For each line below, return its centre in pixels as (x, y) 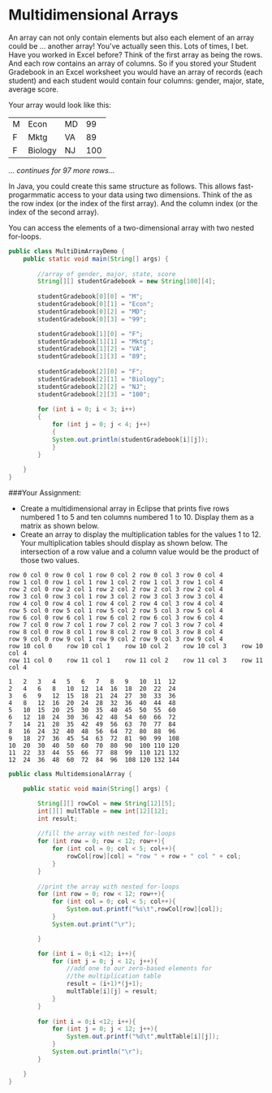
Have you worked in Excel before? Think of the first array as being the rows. (136, 54)
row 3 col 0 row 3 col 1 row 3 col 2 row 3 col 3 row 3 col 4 (116, 597)
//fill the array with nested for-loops (107, 834)
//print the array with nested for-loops (109, 887)
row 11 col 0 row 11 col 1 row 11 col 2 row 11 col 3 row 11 (136, 661)
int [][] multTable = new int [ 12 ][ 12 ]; (103, 811)
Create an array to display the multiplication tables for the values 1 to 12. (140, 534)
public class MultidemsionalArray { (70, 774)
